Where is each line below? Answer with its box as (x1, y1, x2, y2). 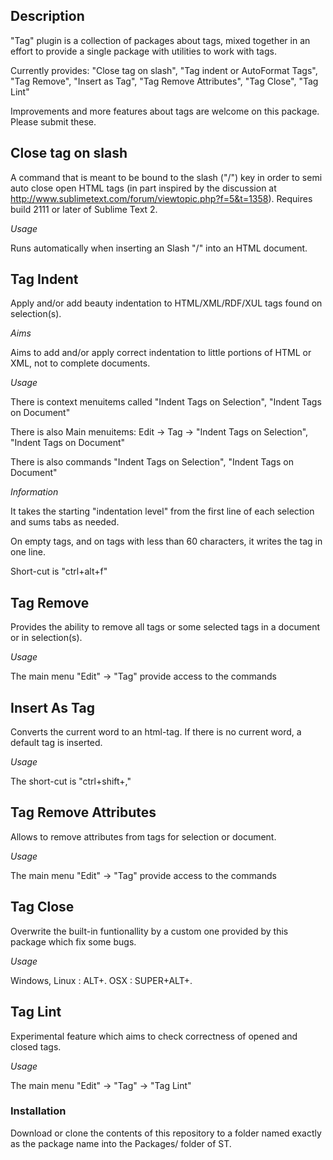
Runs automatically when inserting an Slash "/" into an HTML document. (10, 242, 308, 254)
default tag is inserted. (10, 737, 103, 749)
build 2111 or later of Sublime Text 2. (10, 203, 158, 215)
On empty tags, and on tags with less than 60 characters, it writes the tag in (10, 535, 323, 548)
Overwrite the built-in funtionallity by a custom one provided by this (10, 925, 289, 937)
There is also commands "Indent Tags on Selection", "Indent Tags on (10, 456, 294, 468)
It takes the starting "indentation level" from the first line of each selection (10, 505, 315, 518)
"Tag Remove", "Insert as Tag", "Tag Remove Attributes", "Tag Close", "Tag (10, 75, 319, 87)
